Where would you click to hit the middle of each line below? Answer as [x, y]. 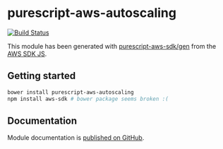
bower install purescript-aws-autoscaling [71, 92]
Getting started [42, 76]
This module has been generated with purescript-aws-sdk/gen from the [112, 46]
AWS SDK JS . [27, 54]
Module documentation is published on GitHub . [76, 138]
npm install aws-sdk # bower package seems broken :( [88, 99]
